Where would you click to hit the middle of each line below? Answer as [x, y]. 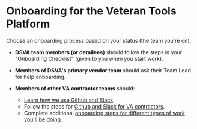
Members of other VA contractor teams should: [75, 88]
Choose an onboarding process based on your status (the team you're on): [99, 40]
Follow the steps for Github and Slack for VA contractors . [94, 106]
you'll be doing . [43, 119]
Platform [28, 24]
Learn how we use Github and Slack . [69, 100]
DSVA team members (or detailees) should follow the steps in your [98, 52]
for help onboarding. [40, 77]
